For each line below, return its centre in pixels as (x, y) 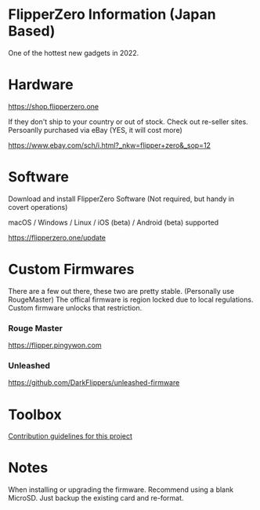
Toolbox (35, 415)
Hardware (41, 85)
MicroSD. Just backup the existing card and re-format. (96, 498)
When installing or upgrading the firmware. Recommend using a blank (121, 490)
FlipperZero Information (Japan (112, 15)
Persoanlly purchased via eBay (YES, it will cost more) (95, 130)
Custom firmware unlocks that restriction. (75, 307)
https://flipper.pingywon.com (55, 345)
